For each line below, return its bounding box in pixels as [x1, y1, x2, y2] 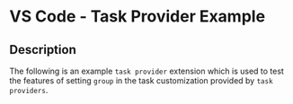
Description [9, 42, 76, 57]
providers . [9, 85, 49, 95]
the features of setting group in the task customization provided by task [9, 75, 273, 86]
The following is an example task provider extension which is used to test [9, 65, 285, 76]
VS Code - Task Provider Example [9, 6, 266, 27]
